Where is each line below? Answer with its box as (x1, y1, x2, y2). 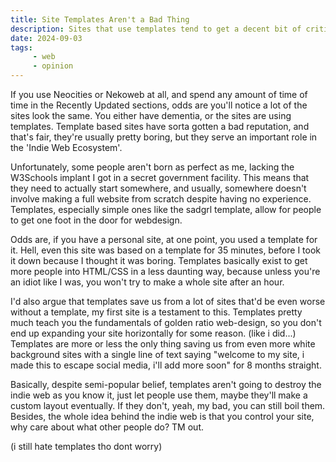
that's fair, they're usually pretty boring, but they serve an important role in (10, 131, 318, 143)
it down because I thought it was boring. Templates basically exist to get (10, 255, 308, 266)
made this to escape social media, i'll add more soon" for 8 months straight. (10, 359, 322, 371)
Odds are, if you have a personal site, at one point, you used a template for (10, 234, 318, 245)
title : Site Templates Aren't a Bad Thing (10, 14, 190, 25)
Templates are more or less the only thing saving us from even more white (10, 338, 316, 350)
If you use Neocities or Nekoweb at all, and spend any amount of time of (10, 89, 308, 100)
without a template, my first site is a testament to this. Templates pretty (10, 306, 303, 318)
